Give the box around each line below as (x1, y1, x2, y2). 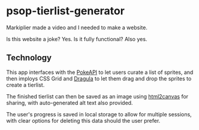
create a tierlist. (6, 81, 45, 88)
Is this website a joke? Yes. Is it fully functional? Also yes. (6, 35, 147, 42)
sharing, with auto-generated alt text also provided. (6, 99, 133, 106)
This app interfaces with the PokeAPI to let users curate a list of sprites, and (6, 69, 194, 76)
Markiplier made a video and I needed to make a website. (6, 24, 148, 31)
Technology (6, 52, 52, 63)
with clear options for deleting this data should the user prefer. (6, 117, 161, 124)
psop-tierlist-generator (6, 4, 125, 18)
